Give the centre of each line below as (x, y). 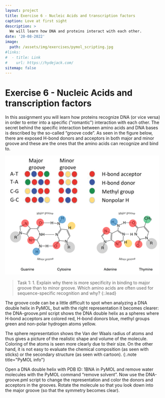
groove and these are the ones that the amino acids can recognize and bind (82, 144)
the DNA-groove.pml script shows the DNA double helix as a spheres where (82, 313)
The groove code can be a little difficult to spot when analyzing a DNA (76, 302)
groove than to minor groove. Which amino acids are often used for (85, 288)
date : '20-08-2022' (25, 37)
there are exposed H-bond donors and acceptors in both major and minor (80, 138)
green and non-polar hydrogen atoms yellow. (51, 324)
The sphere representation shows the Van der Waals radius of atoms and (79, 333)
